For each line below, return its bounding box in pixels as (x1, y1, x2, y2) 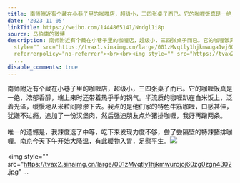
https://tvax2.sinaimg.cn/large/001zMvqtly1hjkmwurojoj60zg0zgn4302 (24, 159, 232, 168)
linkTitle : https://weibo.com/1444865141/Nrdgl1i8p (7, 24, 164, 31)
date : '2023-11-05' (7, 17, 66, 24)
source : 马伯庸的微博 (7, 30, 66, 38)
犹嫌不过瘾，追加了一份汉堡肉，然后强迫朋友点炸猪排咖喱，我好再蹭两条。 (7, 111, 226, 119)
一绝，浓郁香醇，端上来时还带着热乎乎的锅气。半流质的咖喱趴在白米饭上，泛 (7, 93, 233, 102)
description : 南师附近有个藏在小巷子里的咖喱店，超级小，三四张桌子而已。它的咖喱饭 (7, 37, 230, 44)
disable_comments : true (7, 64, 79, 71)
